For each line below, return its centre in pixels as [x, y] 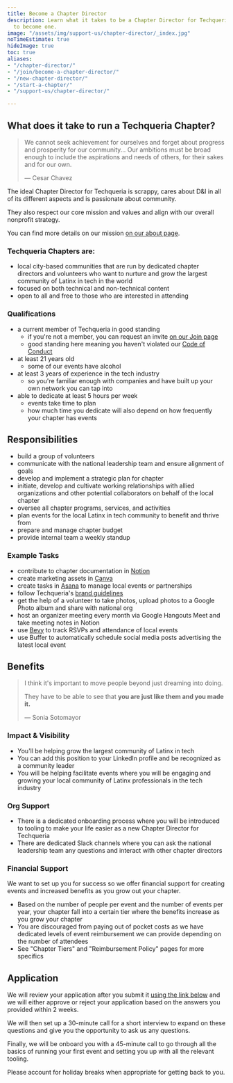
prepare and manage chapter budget [70, 530]
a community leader [46, 765]
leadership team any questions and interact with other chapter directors [120, 851]
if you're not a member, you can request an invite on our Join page [123, 336]
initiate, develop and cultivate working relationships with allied [106, 486]
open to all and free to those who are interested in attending [103, 296]
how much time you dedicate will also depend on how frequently [120, 410]
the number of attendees [53, 941]
